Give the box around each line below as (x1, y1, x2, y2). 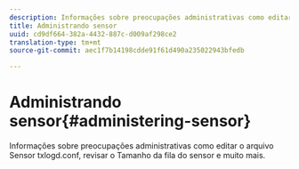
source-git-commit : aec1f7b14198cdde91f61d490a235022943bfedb (9, 46, 245, 55)
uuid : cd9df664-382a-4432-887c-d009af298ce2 (9, 29, 177, 38)
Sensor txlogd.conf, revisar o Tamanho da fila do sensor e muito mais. (9, 150, 266, 161)
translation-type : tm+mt (9, 37, 101, 47)
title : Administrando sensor (9, 21, 117, 30)
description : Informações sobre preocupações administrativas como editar (9, 12, 293, 22)
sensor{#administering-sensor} (9, 111, 252, 132)
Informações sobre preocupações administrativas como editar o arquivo (9, 141, 274, 151)
